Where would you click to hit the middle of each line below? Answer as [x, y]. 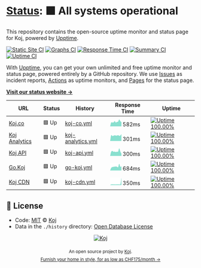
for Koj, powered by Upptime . [42, 38]
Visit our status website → [39, 92]
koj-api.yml [79, 153]
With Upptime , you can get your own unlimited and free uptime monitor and [99, 67]
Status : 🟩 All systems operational [92, 11]
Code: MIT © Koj [36, 220]
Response [128, 105]
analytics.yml [81, 141]
